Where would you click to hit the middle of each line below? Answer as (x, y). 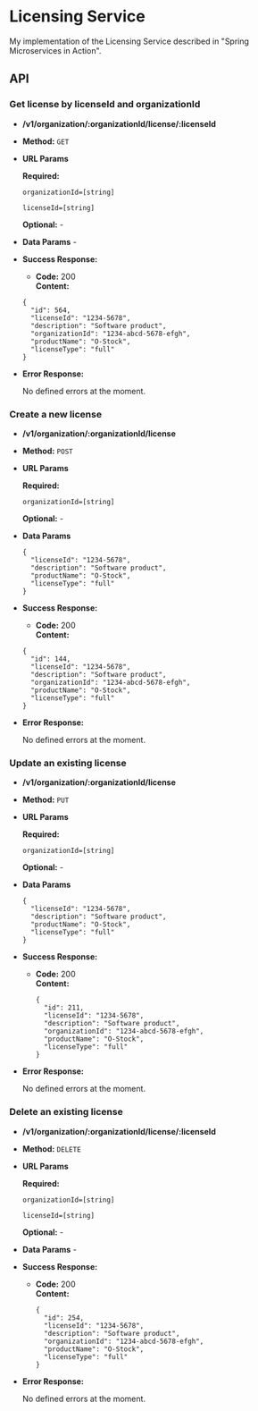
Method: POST (47, 451)
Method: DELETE (52, 1149)
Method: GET (46, 141)
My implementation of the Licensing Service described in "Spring (129, 41)
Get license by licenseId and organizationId (105, 105)
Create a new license (56, 414)
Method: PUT (46, 800)
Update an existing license (68, 763)
